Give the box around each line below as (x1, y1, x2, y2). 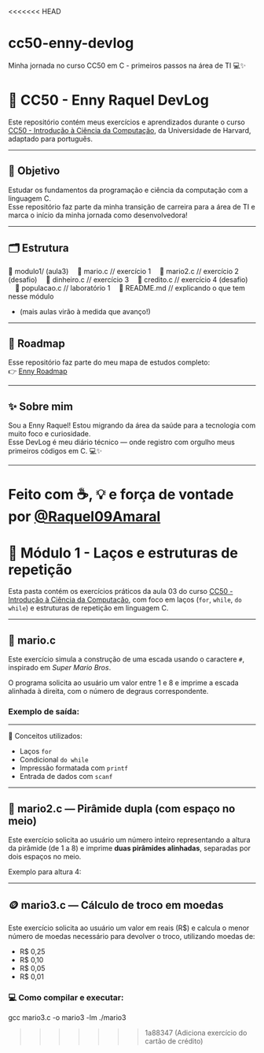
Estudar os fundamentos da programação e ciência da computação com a (8, 185, 248, 195)
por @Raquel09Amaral (8, 508, 161, 526)
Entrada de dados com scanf (19, 772, 113, 781)
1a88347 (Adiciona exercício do (145, 1028, 247, 1038)
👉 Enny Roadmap (8, 366, 68, 376)
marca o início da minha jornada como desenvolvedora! (8, 210, 189, 220)
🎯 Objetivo (8, 165, 60, 178)
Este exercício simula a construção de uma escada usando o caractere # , (8, 654, 245, 664)
